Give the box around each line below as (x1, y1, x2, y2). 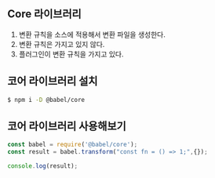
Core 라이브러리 (7, 7, 82, 21)
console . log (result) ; (7, 162, 78, 170)
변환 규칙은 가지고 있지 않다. (18, 39, 105, 49)
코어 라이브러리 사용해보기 (7, 119, 126, 133)
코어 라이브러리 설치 (7, 74, 98, 88)
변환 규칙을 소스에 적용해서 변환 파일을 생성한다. (18, 30, 166, 39)
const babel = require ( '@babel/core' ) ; (7, 140, 138, 149)
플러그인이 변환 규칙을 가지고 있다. (18, 49, 124, 59)
